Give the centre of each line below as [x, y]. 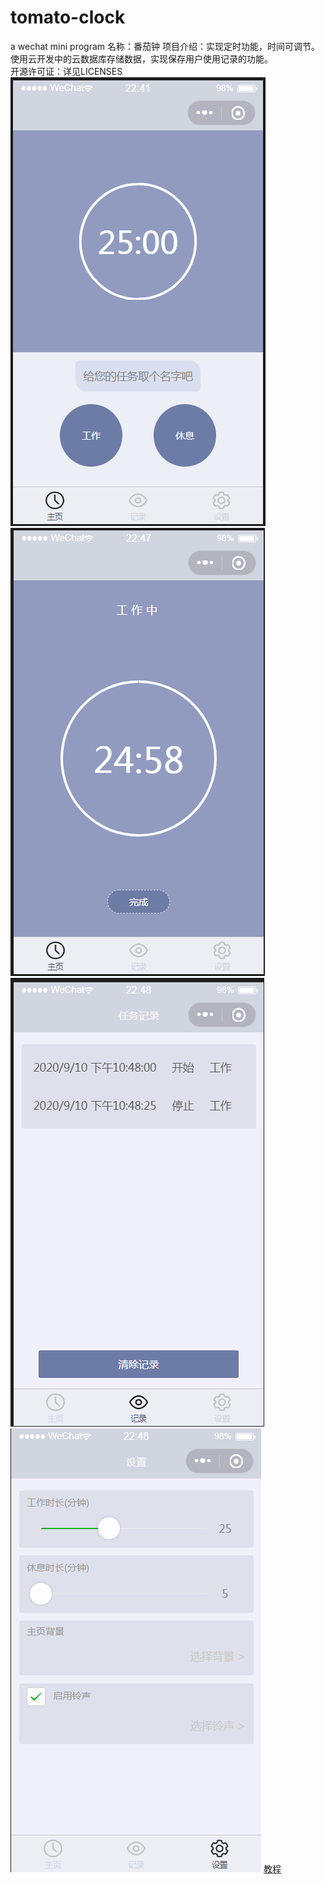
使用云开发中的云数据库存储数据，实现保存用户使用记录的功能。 [141, 58]
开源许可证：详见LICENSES [66, 71]
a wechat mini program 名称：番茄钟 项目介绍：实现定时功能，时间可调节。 [165, 46]
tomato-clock [68, 17]
